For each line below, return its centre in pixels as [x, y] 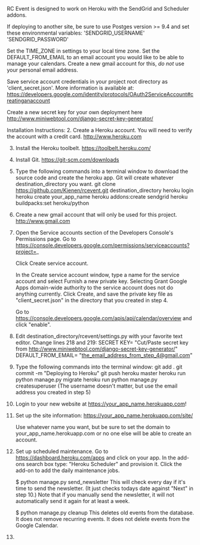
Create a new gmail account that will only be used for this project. [96, 214]
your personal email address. [42, 70]
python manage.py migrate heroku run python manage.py [86, 380]
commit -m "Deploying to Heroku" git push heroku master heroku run [101, 373]
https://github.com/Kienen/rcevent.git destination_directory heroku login [104, 190]
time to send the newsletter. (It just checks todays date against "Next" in [104, 488]
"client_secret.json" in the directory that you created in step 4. [92, 300]
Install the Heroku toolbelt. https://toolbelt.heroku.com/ [83, 148]
